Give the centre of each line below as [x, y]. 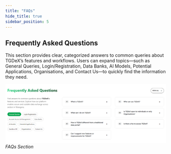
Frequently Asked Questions [52, 43]
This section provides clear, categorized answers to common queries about [85, 55]
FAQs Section [19, 146]
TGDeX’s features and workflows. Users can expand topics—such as [78, 61]
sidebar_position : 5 [27, 21]
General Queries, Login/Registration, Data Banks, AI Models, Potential [78, 66]
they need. [17, 77]
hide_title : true [24, 16]
